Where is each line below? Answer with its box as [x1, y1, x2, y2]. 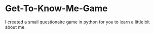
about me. [5, 24, 26, 30]
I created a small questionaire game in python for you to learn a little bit [5, 19, 150, 25]
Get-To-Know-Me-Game [5, 3, 108, 14]
